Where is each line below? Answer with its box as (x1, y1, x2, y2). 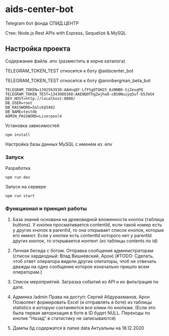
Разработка (5, 165, 31, 171)
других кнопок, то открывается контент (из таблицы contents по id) (12, 238, 158, 244)
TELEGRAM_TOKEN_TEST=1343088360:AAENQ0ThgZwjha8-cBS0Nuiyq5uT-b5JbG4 (5, 92, 155, 97)
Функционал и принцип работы (5, 205, 87, 212)
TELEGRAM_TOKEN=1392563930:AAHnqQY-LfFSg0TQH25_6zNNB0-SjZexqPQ (5, 87, 143, 92)
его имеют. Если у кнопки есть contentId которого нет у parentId (12, 233, 152, 239)
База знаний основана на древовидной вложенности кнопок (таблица (12, 217, 164, 223)
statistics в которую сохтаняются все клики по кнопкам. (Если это (12, 305, 156, 311)
